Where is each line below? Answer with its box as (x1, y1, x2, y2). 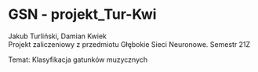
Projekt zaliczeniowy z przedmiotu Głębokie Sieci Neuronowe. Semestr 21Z (8, 39, 251, 49)
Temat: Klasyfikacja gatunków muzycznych (8, 55, 148, 64)
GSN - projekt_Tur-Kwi (8, 5, 157, 23)
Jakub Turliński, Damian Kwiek (8, 31, 107, 41)
